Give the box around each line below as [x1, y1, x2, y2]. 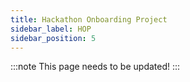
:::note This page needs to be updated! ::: [10, 61, 181, 73]
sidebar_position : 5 [10, 33, 97, 43]
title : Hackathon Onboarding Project [10, 14, 168, 25]
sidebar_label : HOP [10, 24, 92, 34]
